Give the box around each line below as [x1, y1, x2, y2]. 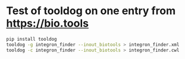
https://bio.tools [6, 17, 89, 30]
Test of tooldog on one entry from [6, 4, 176, 18]
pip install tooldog [6, 36, 58, 42]
